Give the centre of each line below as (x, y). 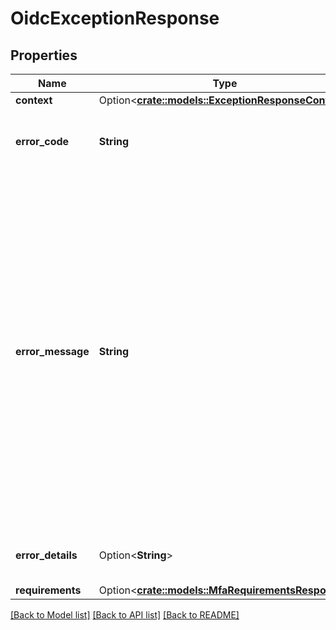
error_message (52, 351)
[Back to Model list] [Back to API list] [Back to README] (125, 615)
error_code (42, 141)
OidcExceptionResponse (115, 18)
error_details (46, 555)
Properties (44, 55)
